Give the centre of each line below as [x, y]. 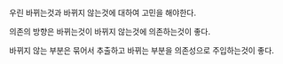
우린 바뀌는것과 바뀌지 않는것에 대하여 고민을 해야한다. [103, 13]
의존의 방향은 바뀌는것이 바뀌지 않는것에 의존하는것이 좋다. [110, 32]
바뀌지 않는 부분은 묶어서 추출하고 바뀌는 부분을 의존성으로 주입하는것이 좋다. [142, 51]
